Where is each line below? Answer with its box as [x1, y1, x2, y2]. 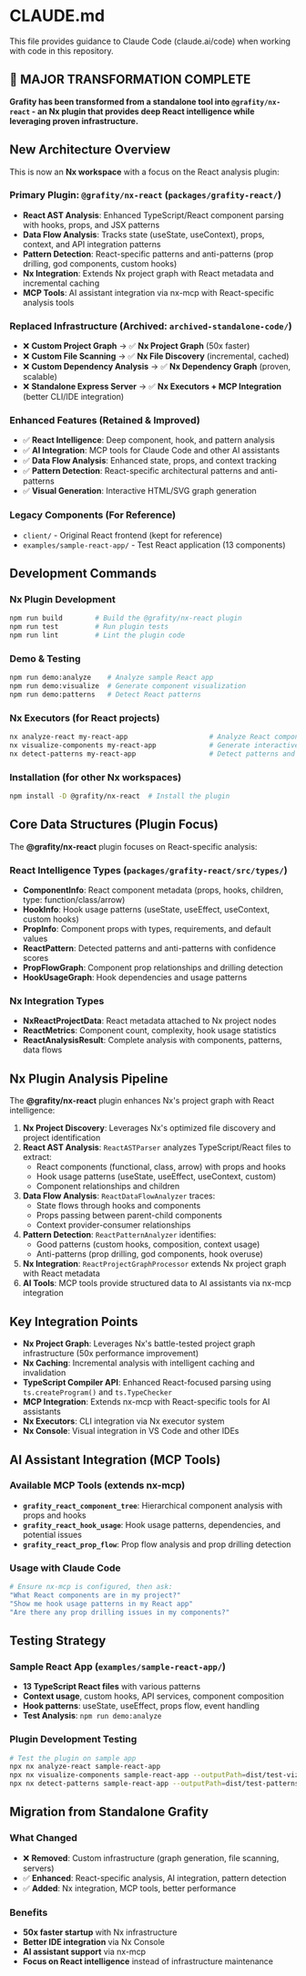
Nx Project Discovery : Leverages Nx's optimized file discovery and [22, 1123, 276, 1134]
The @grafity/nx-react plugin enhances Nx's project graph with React [9, 1095, 275, 1106]
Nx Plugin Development [9, 593, 117, 606]
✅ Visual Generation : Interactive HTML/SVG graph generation [22, 486, 257, 497]
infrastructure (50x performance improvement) [22, 1348, 199, 1359]
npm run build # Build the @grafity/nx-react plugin [9, 613, 243, 623]
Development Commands [9, 566, 158, 581]
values [22, 933, 48, 945]
